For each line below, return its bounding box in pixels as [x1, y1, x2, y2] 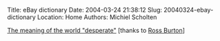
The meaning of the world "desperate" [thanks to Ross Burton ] [7, 27, 185, 34]
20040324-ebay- [163, 6, 214, 14]
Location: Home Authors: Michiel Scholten [37, 13, 157, 21]
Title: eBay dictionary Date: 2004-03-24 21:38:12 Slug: [7, 6, 163, 14]
